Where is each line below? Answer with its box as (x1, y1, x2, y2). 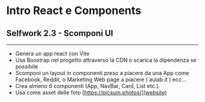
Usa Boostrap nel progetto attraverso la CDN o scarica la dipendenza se (15, 56, 197, 64)
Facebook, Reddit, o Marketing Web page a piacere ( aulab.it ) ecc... (15, 76, 187, 83)
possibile (15, 63, 38, 70)
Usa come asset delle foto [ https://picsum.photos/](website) (15, 89, 167, 96)
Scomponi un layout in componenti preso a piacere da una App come (15, 70, 189, 76)
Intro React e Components (6, 4, 142, 18)
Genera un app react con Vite (15, 50, 90, 57)
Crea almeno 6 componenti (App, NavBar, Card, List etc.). (15, 82, 160, 89)
